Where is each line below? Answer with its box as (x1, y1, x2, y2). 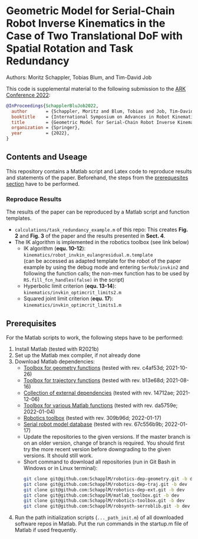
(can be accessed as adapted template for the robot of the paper (23, 258, 181, 265)
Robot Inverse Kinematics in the (6, 17, 166, 30)
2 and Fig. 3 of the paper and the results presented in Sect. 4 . (14, 232, 166, 239)
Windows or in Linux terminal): (23, 464, 98, 471)
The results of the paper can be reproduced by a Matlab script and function (6, 208, 190, 216)
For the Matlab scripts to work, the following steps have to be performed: (6, 334, 184, 341)
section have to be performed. (6, 180, 80, 187)
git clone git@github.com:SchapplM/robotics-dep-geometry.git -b (23, 476, 187, 482)
